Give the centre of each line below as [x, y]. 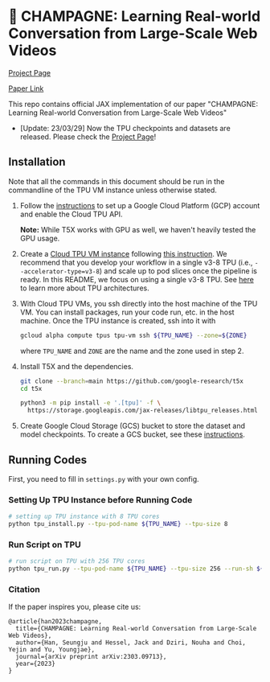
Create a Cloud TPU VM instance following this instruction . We [123, 253]
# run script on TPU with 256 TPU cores [77, 561]
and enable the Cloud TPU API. [71, 214]
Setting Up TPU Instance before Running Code [100, 499]
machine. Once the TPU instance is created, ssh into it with [118, 320]
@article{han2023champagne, [55, 622]
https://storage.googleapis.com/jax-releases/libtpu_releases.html [143, 411]
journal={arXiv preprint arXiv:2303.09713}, [91, 657]
